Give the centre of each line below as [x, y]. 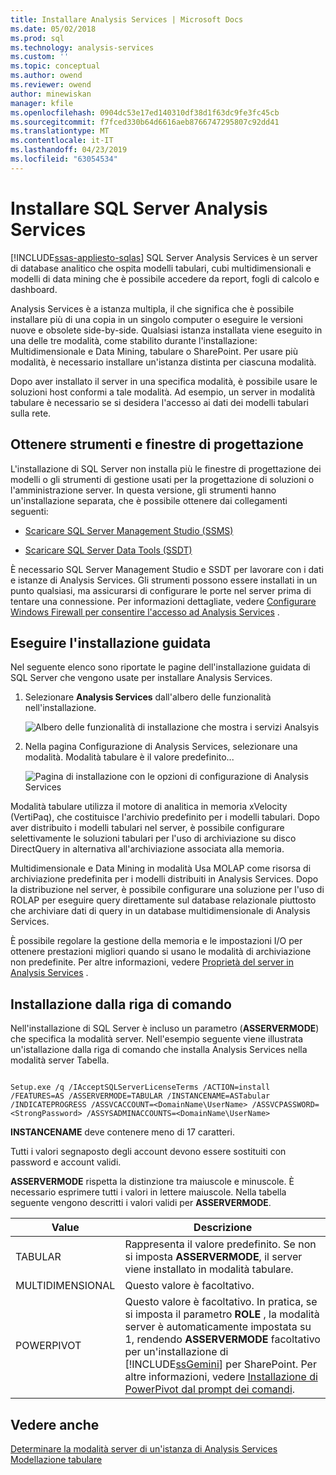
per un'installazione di [176, 1352]
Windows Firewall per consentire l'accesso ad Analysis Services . [145, 612]
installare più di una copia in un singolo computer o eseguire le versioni [156, 319]
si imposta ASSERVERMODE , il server [213, 1257]
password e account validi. [66, 1162]
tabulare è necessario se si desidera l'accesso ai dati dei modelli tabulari [159, 402]
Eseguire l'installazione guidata [111, 642]
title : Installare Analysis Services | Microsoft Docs [127, 19]
